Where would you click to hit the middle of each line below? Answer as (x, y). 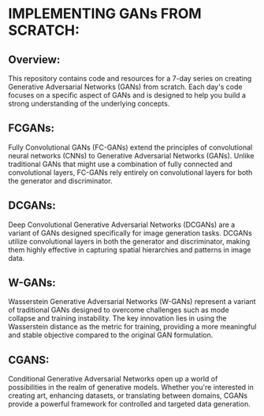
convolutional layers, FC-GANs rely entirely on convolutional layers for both (130, 172)
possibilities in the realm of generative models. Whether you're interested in (131, 388)
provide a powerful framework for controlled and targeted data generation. (129, 404)
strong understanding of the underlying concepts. (89, 104)
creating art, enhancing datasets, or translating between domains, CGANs (128, 396)
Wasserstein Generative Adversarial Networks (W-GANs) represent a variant (132, 302)
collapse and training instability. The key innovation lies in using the (117, 318)
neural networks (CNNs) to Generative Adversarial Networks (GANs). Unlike (131, 155)
